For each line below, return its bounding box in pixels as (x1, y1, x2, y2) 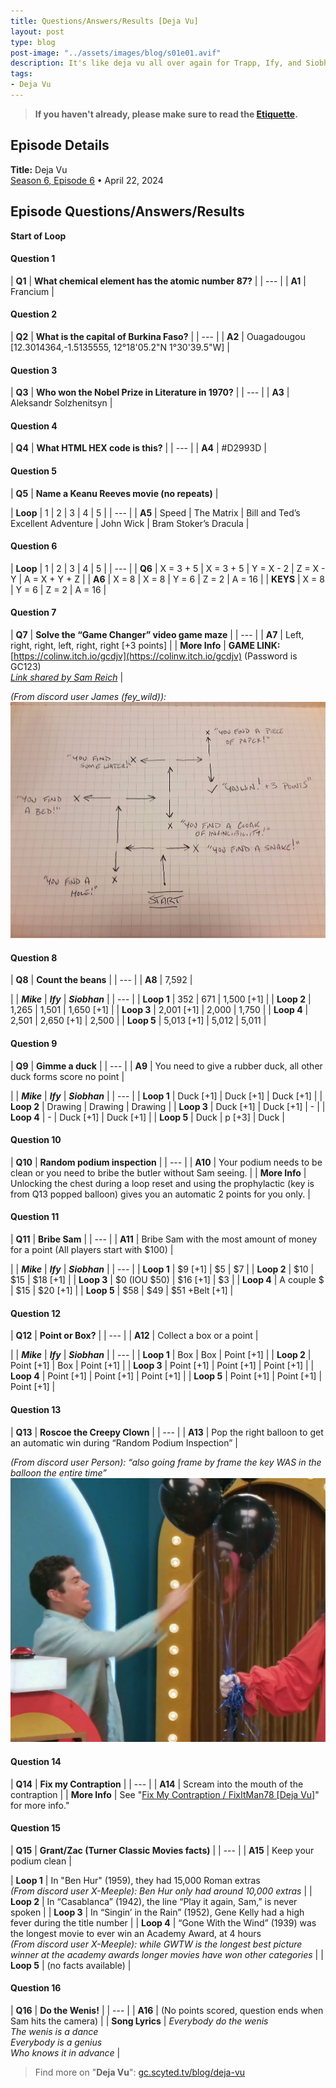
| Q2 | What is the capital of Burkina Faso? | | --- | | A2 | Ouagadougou (10, 330, 306, 342)
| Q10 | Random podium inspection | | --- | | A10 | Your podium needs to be (10, 1156, 323, 1168)
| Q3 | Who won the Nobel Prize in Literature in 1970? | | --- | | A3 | (10, 386, 290, 399)
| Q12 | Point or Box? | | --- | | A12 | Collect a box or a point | (10, 1330, 259, 1342)
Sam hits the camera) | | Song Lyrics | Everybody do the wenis (10, 2015, 269, 2027)
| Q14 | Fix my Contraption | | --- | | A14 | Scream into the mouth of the (10, 1778, 304, 1790)
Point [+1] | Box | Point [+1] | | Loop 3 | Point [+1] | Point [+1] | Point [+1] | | (10, 1360, 315, 1372)
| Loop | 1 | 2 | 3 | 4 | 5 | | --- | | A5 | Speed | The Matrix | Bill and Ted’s (10, 506, 301, 519)
